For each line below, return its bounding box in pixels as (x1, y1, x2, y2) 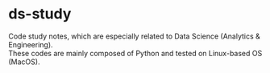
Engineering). (8, 39, 54, 49)
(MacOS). (8, 57, 40, 67)
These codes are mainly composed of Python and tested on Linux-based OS (8, 48, 263, 58)
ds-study (8, 5, 72, 23)
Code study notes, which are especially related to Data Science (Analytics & (8, 31, 260, 41)
